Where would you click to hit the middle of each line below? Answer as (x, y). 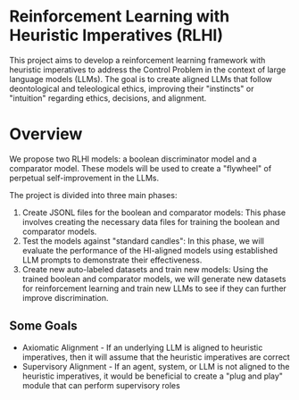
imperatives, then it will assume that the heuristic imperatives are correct (156, 357)
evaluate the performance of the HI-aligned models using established (150, 250)
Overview (46, 134)
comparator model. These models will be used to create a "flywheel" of (141, 168)
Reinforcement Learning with (120, 17)
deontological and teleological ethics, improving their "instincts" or (132, 88)
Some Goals (43, 326)
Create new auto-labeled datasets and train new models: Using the (145, 269)
